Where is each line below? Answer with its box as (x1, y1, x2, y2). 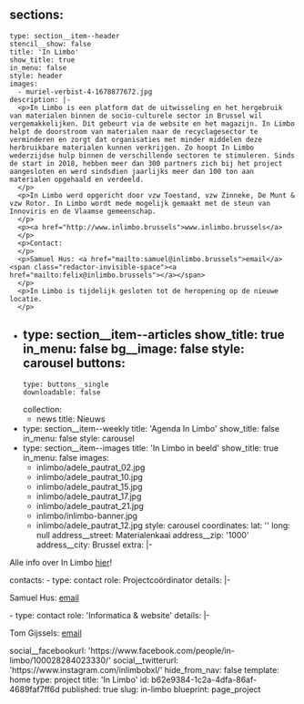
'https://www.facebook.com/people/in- (87, 645, 235, 656)
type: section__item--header (9, 31, 120, 40)
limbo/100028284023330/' (9, 655, 112, 666)
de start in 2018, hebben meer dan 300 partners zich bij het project (9, 158, 283, 168)
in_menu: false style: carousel (22, 433, 135, 444)
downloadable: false (22, 387, 101, 397)
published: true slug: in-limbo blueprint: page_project (62, 683, 261, 695)
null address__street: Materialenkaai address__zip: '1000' (35, 529, 249, 540)
